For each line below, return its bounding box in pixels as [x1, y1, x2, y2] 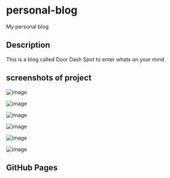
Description [6, 40, 50, 50]
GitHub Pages [6, 163, 58, 173]
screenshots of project [6, 73, 91, 83]
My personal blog [6, 23, 49, 30]
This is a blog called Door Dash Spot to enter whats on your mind [6, 55, 164, 62]
